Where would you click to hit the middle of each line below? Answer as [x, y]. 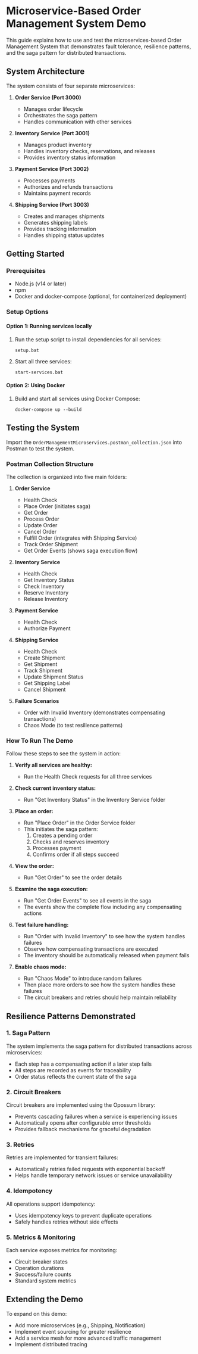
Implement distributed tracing [51, 1344]
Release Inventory [46, 599]
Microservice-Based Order [74, 11]
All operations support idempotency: [51, 1204]
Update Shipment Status [54, 677]
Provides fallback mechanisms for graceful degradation [83, 1129]
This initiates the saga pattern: [61, 829]
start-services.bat [39, 372]
